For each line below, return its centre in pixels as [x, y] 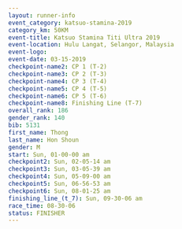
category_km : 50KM [38, 30]
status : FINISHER [37, 213]
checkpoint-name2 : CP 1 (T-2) [58, 67]
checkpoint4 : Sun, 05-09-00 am [59, 177]
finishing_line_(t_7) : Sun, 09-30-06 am [76, 198]
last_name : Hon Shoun [44, 140]
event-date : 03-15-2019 [47, 60]
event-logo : [28, 52]
